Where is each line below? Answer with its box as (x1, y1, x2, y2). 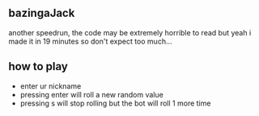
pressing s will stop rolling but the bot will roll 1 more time (19, 98, 211, 108)
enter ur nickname (19, 81, 82, 91)
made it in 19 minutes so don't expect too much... (8, 36, 172, 46)
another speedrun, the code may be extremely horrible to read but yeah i (8, 27, 252, 37)
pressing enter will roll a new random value (19, 89, 163, 99)
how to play (8, 60, 69, 73)
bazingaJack (8, 6, 75, 20)
